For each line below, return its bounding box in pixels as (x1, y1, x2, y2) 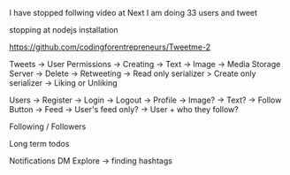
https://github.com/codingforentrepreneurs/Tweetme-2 (9, 42, 210, 52)
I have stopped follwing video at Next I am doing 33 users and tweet (9, 8, 258, 18)
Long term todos (9, 139, 70, 148)
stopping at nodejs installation (9, 25, 118, 34)
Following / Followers (9, 121, 87, 132)
